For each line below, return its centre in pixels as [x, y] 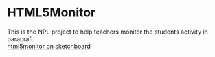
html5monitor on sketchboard [49, 46]
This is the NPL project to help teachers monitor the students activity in [107, 32]
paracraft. [21, 38]
